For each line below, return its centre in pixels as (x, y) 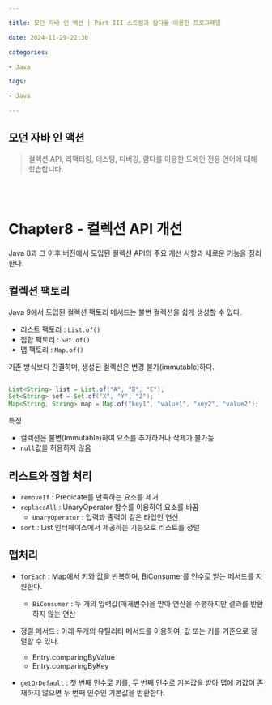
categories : (28, 52)
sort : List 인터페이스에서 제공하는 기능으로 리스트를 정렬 (110, 527)
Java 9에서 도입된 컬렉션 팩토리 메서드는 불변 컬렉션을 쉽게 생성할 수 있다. (125, 312)
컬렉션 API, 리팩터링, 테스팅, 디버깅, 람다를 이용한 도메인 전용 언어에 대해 (142, 159)
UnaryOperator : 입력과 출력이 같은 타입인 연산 (105, 517)
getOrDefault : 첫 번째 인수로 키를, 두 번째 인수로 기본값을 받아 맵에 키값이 (138, 682)
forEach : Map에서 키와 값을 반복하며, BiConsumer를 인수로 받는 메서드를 (137, 576)
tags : (17, 82)
